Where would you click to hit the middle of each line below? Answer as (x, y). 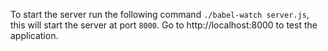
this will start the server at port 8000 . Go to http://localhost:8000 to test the (164, 25)
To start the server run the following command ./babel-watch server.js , (160, 14)
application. (34, 35)
